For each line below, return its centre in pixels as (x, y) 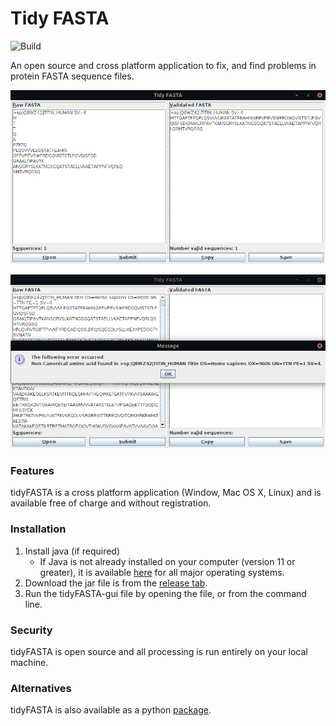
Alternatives (41, 688)
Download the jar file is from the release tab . (116, 583)
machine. (29, 663)
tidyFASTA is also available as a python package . (111, 710)
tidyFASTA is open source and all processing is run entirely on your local (159, 652)
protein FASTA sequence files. (72, 76)
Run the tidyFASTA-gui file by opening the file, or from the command (165, 593)
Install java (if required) (72, 551)
